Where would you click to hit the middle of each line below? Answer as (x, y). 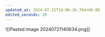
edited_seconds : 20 (26, 15)
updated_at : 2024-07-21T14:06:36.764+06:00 (53, 10)
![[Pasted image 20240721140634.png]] (48, 29)
